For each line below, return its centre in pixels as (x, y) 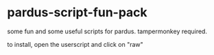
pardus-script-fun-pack (77, 13)
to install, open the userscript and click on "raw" (75, 44)
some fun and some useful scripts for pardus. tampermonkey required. (107, 31)
